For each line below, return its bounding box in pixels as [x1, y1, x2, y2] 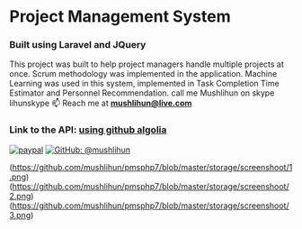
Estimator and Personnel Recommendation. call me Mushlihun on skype [9, 87, 275, 98]
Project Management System [9, 6, 231, 27]
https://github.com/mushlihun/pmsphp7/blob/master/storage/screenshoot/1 [12, 161, 293, 172]
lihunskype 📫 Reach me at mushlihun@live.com [9, 97, 192, 109]
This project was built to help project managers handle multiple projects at [9, 59, 285, 69]
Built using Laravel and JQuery [9, 39, 147, 51]
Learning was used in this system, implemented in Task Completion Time [9, 78, 280, 89]
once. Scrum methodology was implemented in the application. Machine [9, 69, 278, 79]
